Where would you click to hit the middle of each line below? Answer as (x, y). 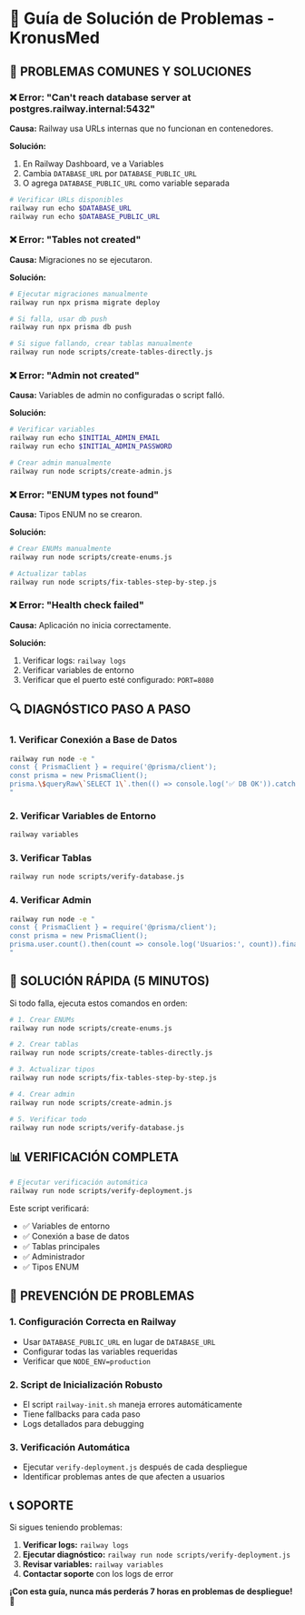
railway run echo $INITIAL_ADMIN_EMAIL (85, 438)
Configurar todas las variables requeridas (100, 1351)
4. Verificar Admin (51, 900)
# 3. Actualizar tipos (52, 1069)
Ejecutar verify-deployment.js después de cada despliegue (135, 1467)
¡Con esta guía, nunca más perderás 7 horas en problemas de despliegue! (151, 1591)
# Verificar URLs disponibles (67, 199)
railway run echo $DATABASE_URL (70, 208)
